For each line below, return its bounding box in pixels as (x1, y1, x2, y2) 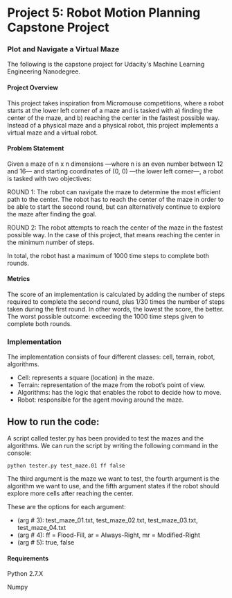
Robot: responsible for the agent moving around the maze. (17, 395, 184, 404)
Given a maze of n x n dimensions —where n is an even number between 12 (7, 160, 224, 168)
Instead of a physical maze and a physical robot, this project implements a (7, 121, 219, 129)
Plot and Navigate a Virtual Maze (7, 44, 120, 54)
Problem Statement (7, 144, 64, 153)
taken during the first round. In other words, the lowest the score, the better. (7, 305, 224, 314)
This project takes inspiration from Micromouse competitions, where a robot (7, 99, 224, 107)
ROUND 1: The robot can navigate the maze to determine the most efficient (7, 187, 221, 196)
